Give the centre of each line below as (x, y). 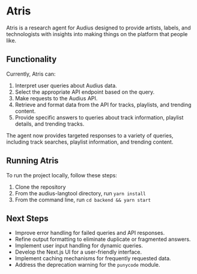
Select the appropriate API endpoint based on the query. (85, 92)
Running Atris (32, 161)
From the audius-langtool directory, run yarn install (80, 193)
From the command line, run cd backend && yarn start (83, 199)
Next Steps (27, 218)
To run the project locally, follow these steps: (62, 175)
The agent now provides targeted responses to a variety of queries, (90, 135)
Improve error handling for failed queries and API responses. (90, 233)
